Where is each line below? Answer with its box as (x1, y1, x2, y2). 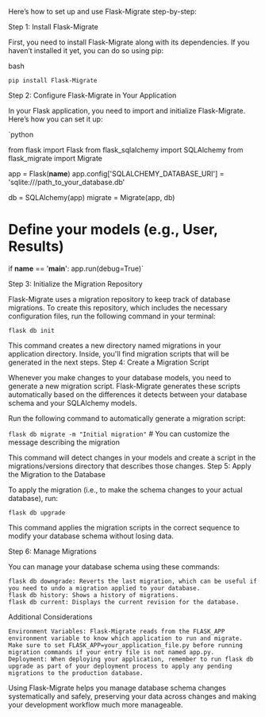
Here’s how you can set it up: (8, 114, 103, 124)
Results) (8, 237, 65, 256)
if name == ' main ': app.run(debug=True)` (8, 264, 144, 273)
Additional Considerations (8, 611, 93, 622)
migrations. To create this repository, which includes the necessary (8, 303, 228, 312)
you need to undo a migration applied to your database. (8, 584, 201, 592)
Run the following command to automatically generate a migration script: (8, 413, 246, 423)
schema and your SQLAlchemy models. (8, 398, 137, 407)
